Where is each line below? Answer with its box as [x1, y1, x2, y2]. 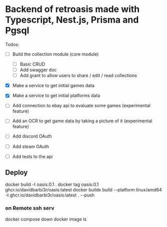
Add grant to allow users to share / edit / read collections [19, 73, 137, 79]
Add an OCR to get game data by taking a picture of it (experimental [12, 118, 152, 124]
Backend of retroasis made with [5, 4, 140, 15]
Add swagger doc [19, 67, 57, 73]
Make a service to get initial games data [12, 83, 95, 89]
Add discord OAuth [12, 133, 52, 139]
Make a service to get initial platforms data [12, 93, 100, 99]
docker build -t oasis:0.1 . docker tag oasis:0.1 [5, 181, 99, 187]
